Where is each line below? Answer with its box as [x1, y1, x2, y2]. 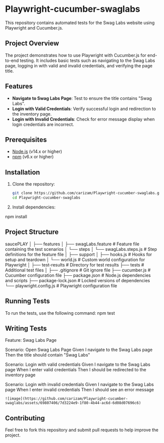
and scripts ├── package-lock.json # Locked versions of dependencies [5, 277, 150, 283]
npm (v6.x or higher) [12, 154, 54, 160]
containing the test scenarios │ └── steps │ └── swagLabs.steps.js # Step [5, 246, 158, 252]
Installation [5, 168, 40, 177]
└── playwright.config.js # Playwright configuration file [5, 283, 117, 289]
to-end [5, 58, 19, 63]
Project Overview [5, 39, 59, 48]
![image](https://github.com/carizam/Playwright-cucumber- [5, 396, 128, 401]
